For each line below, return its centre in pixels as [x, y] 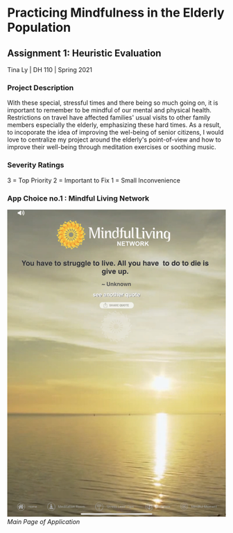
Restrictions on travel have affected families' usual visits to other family [109, 118]
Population [39, 27]
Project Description [41, 87]
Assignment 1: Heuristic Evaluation [84, 53]
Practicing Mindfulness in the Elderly [116, 13]
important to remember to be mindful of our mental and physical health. [109, 110]
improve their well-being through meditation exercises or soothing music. [112, 147]
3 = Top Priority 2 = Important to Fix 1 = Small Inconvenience [94, 180]
